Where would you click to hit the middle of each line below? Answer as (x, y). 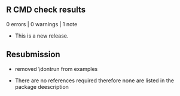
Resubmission (33, 55)
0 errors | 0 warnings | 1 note (42, 24)
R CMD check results (46, 10)
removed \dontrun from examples (56, 69)
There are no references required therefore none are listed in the (94, 80)
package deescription (42, 86)
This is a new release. (42, 36)
